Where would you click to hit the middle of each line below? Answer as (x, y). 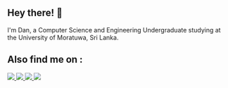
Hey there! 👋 (35, 13)
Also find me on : (45, 59)
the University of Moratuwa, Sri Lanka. (63, 37)
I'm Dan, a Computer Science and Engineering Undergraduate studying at (114, 30)
